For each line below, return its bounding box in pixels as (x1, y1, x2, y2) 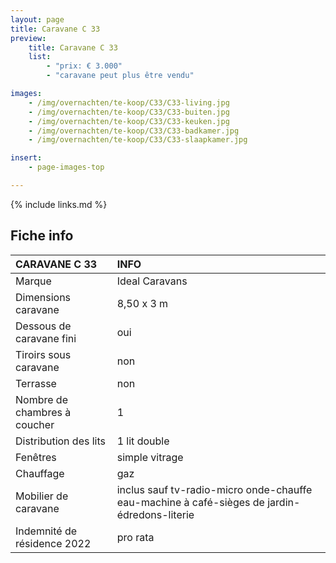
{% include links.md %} (10, 198, 108, 210)
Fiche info (10, 227, 74, 245)
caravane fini (15, 331, 77, 345)
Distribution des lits (15, 434, 107, 448)
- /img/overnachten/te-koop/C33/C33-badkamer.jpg (28, 126, 240, 136)
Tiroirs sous (15, 347, 72, 361)
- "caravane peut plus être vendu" (46, 71, 195, 81)
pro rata (116, 530, 155, 544)
